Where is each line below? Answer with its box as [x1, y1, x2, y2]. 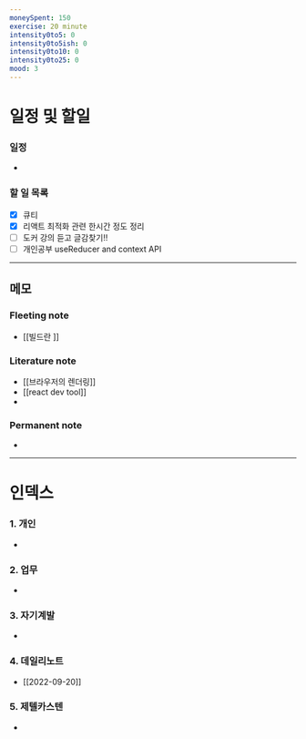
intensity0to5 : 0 [9, 30, 76, 39]
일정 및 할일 [9, 107, 91, 128]
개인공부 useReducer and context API [22, 243, 162, 254]
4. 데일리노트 [9, 655, 64, 668]
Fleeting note [9, 309, 70, 322]
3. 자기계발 [9, 609, 56, 621]
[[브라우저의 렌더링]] [22, 375, 97, 387]
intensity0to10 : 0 [9, 47, 79, 56]
